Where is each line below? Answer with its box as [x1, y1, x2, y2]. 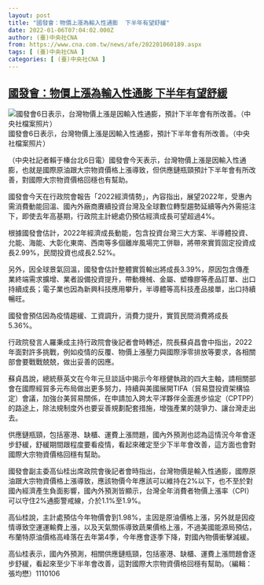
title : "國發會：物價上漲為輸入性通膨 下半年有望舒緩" [8, 19, 170, 27]
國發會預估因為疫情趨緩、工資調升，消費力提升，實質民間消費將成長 [8, 310, 229, 320]
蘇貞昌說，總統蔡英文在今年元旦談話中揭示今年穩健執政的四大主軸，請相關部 [8, 373, 256, 383]
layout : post [8, 11, 51, 20]
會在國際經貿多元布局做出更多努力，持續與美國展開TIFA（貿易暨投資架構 [8, 383, 244, 393]
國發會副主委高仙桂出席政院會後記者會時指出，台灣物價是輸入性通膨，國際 [8, 466, 249, 476]
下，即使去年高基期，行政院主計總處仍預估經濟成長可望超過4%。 [8, 211, 219, 220]
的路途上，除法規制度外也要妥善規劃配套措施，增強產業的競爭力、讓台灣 [8, 403, 242, 413]
